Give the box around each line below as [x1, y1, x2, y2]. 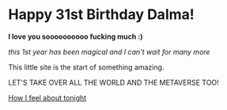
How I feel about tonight [8, 93, 87, 102]
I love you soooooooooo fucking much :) [8, 32, 144, 41]
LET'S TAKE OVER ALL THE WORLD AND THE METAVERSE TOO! [8, 78, 219, 87]
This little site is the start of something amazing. [8, 62, 165, 72]
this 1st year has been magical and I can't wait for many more [8, 47, 210, 56]
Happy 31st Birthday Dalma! [8, 6, 195, 24]
